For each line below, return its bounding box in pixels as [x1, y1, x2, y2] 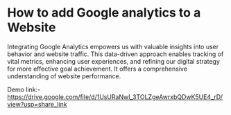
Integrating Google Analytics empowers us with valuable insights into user [7, 42, 219, 51]
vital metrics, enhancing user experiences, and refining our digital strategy [7, 57, 220, 65]
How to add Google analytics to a [7, 5, 201, 21]
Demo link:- [7, 85, 41, 94]
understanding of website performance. [7, 71, 121, 80]
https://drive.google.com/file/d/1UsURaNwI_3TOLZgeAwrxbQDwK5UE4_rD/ [7, 92, 223, 101]
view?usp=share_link [7, 100, 67, 108]
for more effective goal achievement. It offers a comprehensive [7, 64, 187, 73]
